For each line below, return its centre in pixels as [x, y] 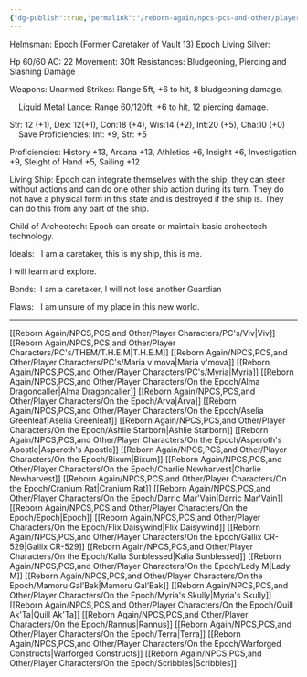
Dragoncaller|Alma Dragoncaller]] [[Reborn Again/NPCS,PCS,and [132, 391]
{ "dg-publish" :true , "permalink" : [73, 18]
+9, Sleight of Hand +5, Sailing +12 [74, 162]
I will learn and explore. [53, 271]
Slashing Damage [42, 71]
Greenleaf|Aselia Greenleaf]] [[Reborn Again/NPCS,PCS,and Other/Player [148, 420]
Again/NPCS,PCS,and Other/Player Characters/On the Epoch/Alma [135, 381]
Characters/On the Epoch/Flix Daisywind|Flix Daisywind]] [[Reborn [135, 527]
